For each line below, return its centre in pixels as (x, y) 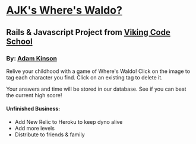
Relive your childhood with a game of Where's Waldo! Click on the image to (98, 71)
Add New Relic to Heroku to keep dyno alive (69, 122)
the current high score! (34, 95)
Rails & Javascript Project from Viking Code (88, 32)
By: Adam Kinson (32, 58)
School (19, 41)
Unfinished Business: (33, 109)
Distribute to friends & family (50, 135)
